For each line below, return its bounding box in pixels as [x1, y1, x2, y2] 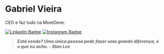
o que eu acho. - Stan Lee [17, 43, 70, 49]
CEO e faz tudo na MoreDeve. [5, 19, 65, 25]
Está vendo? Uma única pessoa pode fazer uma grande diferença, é [17, 38, 159, 44]
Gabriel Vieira [5, 3, 62, 15]
